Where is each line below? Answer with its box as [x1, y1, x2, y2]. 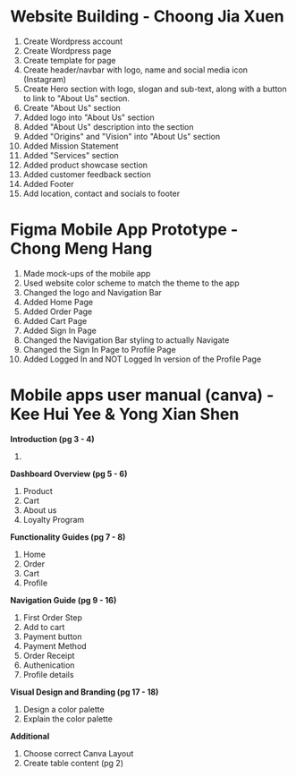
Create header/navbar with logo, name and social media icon [22, 64, 249, 75]
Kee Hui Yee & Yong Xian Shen [10, 405, 240, 424]
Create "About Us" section [22, 102, 122, 113]
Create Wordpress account [22, 36, 123, 47]
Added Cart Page [22, 315, 88, 326]
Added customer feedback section [22, 168, 151, 180]
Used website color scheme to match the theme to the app [22, 277, 240, 288]
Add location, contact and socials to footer [22, 188, 181, 199]
